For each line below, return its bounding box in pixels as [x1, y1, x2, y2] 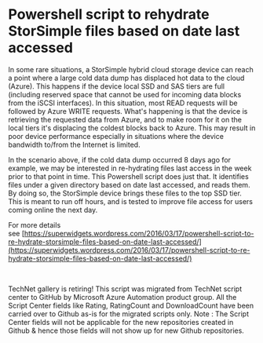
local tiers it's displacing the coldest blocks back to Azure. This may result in [8, 123, 256, 133]
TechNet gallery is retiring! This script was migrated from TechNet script [8, 284, 243, 294]
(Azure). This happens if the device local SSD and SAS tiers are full [8, 81, 225, 91]
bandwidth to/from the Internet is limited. [8, 140, 141, 149]
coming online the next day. [8, 205, 98, 214]
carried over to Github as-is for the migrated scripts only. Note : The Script [8, 308, 250, 319]
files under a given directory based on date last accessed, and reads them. [8, 180, 250, 189]
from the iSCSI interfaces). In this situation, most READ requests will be [8, 98, 238, 108]
